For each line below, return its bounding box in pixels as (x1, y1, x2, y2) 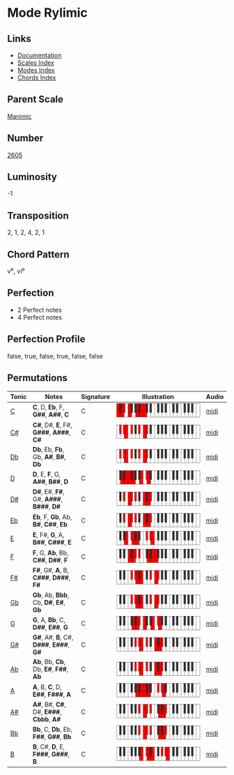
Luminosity (7, 171, 58, 183)
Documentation (17, 51, 62, 59)
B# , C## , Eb (32, 520, 68, 528)
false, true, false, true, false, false (7, 352, 103, 360)
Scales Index (17, 59, 54, 67)
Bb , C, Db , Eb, (32, 725, 73, 733)
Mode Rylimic (7, 5, 88, 21)
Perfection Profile (7, 333, 86, 345)
